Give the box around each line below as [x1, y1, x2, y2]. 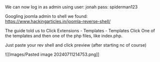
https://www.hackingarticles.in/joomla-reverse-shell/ [5, 19, 111, 24]
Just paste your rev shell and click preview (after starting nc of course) [5, 42, 147, 48]
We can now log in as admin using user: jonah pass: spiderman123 [5, 4, 138, 10]
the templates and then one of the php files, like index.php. [5, 33, 123, 38]
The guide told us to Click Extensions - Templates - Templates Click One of [5, 28, 155, 33]
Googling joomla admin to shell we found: [5, 13, 88, 19]
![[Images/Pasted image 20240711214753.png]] [5, 51, 99, 57]
